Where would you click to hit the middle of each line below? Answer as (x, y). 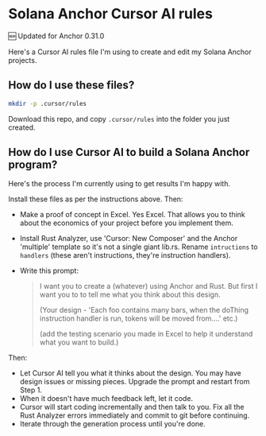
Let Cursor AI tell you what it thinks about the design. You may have (130, 373)
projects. (23, 60)
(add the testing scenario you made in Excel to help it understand (146, 334)
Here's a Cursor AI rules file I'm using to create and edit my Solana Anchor (130, 52)
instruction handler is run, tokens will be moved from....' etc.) (139, 318)
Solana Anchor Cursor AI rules (110, 14)
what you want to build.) (79, 342)
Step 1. (31, 390)
